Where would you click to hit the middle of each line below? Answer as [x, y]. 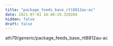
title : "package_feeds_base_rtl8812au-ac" [50, 10]
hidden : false [20, 19]
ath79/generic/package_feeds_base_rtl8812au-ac [56, 38]
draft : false [19, 24]
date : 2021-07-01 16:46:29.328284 [41, 14]
